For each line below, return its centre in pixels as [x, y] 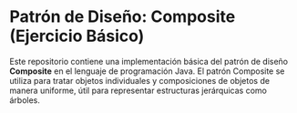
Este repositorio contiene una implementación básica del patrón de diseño [149, 61]
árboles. [25, 100]
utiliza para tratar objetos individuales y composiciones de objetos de [140, 80]
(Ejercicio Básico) [77, 36]
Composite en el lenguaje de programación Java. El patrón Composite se [147, 71]
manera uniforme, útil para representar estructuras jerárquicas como [138, 90]
